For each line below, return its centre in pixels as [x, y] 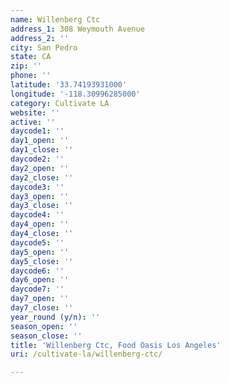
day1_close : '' [42, 150]
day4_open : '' [40, 224]
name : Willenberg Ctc [55, 19]
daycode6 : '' [37, 271]
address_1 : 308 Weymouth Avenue [77, 29]
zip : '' [26, 66]
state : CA [31, 57]
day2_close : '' [42, 177]
